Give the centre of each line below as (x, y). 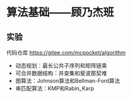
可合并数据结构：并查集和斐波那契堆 (61, 73)
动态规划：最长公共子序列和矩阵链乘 (61, 65)
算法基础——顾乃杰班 (60, 12)
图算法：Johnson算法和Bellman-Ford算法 (68, 81)
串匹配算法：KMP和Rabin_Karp (55, 88)
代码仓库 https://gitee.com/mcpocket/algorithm (66, 53)
